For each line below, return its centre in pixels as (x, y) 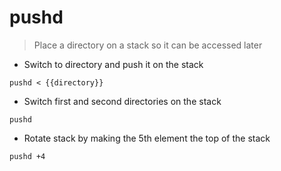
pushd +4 (27, 156)
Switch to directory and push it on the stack (113, 64)
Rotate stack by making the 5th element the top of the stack (147, 138)
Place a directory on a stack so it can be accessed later (148, 45)
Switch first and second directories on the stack (122, 101)
